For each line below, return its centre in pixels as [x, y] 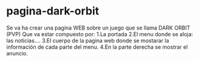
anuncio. [17, 53]
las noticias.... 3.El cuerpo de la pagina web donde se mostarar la [88, 40]
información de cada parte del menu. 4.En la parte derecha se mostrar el [97, 47]
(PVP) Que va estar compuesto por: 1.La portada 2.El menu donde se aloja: [100, 34]
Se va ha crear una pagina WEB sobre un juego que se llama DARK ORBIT [98, 28]
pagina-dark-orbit [53, 11]
